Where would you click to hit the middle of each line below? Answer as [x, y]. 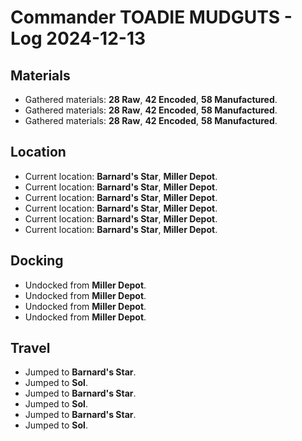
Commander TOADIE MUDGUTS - [151, 17]
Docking [37, 261]
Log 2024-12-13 [78, 38]
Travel [30, 348]
